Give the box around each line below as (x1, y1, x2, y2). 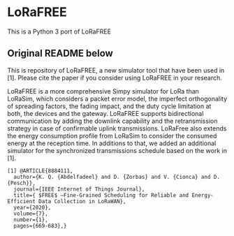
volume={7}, (13, 210, 49, 217)
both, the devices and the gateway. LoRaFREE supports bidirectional (7, 109, 204, 117)
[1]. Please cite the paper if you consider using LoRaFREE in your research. (7, 73, 222, 82)
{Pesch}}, (7, 179, 36, 186)
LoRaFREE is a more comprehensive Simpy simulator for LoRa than (7, 87, 199, 95)
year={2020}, (13, 204, 52, 211)
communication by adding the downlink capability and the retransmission (7, 117, 218, 125)
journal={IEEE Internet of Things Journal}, (13, 186, 145, 193)
